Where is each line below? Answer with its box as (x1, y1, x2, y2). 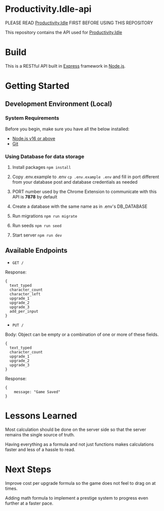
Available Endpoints (5, 246, 68, 255)
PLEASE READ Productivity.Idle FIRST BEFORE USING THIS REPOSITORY (5, 20, 154, 26)
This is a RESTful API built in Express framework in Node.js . (5, 63, 126, 69)
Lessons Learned (5, 410, 77, 422)
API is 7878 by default (12, 194, 58, 200)
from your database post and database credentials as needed (12, 179, 138, 185)
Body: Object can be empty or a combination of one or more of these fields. (5, 331, 159, 337)
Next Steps (5, 464, 52, 475)
